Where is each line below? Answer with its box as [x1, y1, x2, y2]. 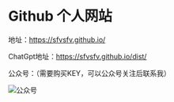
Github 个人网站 [8, 7, 113, 25]
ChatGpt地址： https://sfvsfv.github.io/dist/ [8, 51, 147, 61]
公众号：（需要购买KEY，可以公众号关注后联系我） [8, 68, 172, 77]
